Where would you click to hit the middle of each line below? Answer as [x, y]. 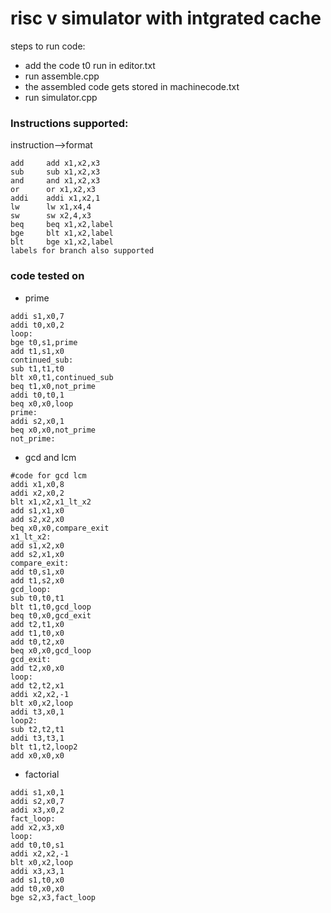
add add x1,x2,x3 [55, 163]
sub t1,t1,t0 [37, 368]
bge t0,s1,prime [44, 342]
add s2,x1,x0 [37, 554]
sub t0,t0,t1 [37, 598]
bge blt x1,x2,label [62, 233]
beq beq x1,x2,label [62, 225]
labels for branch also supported [82, 251]
